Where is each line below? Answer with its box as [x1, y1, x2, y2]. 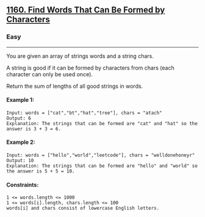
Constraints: [6, 181, 39, 188]
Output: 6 [6, 115, 32, 121]
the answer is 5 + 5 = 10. [6, 168, 75, 174]
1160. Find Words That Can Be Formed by [6, 5, 165, 15]
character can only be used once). [6, 70, 93, 78]
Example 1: [6, 96, 35, 104]
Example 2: [6, 138, 35, 146]
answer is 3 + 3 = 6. [6, 126, 62, 132]
